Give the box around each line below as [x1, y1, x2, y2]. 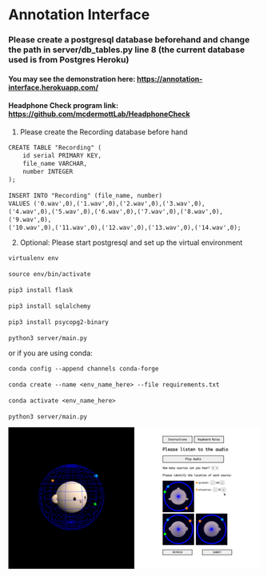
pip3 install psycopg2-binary [8, 318, 110, 326]
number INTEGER [22, 167, 74, 175]
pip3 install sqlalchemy [8, 302, 91, 310]
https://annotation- [137, 74, 203, 83]
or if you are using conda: [8, 348, 94, 358]
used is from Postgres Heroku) [8, 54, 130, 66]
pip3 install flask [8, 286, 74, 294]
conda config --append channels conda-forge [8, 364, 159, 373]
